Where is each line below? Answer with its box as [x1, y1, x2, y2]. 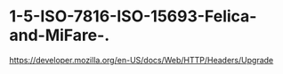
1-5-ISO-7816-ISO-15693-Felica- [9, 6, 257, 27]
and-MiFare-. [9, 25, 110, 45]
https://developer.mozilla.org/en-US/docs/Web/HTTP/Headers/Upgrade [9, 54, 274, 65]
